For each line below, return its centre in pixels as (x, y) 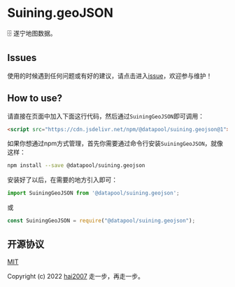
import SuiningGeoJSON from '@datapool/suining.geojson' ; (93, 193)
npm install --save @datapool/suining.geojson (76, 166)
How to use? (35, 99)
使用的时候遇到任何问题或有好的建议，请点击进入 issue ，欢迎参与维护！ (110, 76)
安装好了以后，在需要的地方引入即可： (62, 180)
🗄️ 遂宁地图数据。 (32, 33)
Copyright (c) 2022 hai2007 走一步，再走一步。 (76, 276)
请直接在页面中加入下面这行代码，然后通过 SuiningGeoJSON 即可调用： (106, 116)
